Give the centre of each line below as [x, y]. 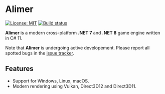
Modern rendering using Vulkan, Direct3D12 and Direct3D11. [74, 86]
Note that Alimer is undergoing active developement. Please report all [77, 47]
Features [19, 69]
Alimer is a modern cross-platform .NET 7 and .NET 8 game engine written [83, 32]
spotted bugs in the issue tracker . [40, 53]
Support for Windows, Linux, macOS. [51, 80]
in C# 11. [14, 38]
